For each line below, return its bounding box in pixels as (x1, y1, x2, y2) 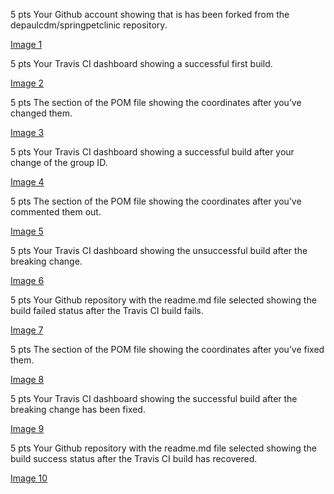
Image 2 (10, 77, 45, 89)
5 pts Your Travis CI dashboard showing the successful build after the (10, 393, 298, 404)
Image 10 (10, 472, 48, 484)
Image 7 (10, 324, 44, 336)
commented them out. (10, 206, 102, 218)
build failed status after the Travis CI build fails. (10, 305, 204, 316)
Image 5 (10, 225, 44, 237)
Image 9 (10, 423, 45, 434)
